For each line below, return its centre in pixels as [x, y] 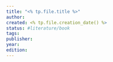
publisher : [20, 39]
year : [13, 45]
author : [16, 17]
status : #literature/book [38, 28]
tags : [13, 34]
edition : [17, 50]
